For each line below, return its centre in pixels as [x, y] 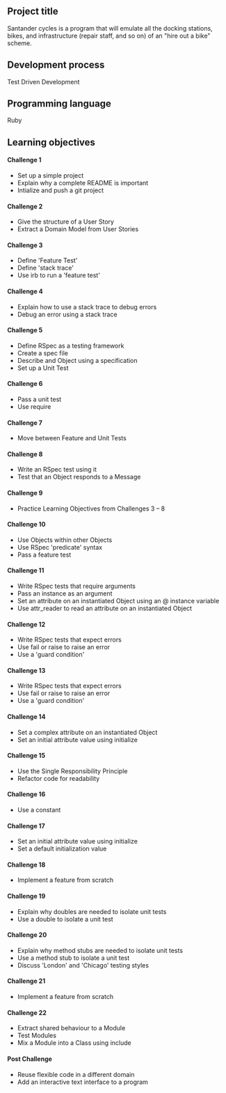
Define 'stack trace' [46, 268]
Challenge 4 [25, 291]
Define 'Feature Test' [47, 261]
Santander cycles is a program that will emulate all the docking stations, [110, 28]
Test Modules [37, 1036]
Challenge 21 [26, 981]
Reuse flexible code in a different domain [76, 1074]
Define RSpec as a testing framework [71, 346]
